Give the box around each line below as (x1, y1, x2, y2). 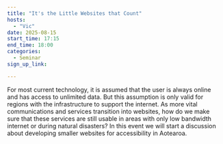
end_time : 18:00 (7, 42, 53, 48)
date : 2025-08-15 (7, 29, 57, 36)
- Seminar (13, 55, 41, 61)
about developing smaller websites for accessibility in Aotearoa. (7, 129, 187, 137)
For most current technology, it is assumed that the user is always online (7, 85, 211, 93)
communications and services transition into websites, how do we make (7, 107, 210, 115)
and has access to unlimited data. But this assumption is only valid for (7, 93, 204, 101)
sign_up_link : (7, 61, 48, 68)
